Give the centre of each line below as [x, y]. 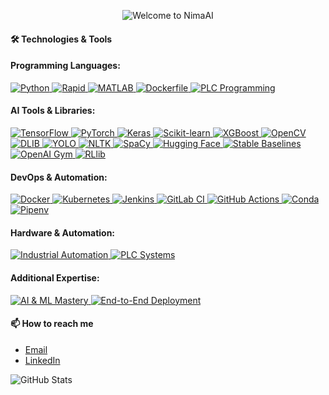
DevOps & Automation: [59, 177]
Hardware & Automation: [63, 232]
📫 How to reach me [52, 324]
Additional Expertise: [55, 278]
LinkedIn [42, 360]
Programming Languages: [65, 66]
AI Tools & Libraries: [53, 111]
